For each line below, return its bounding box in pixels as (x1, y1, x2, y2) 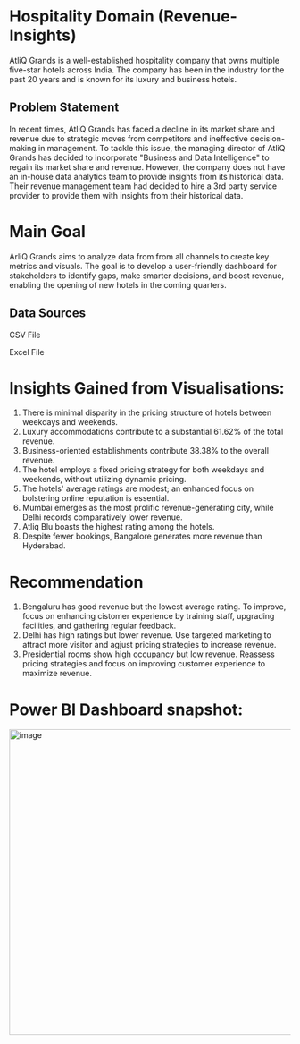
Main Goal (9, 221, 87, 242)
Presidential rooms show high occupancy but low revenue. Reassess (21, 649, 275, 659)
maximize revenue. (21, 668, 92, 679)
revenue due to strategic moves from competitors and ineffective (9, 132, 248, 144)
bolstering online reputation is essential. (21, 493, 170, 504)
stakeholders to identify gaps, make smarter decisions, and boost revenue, (9, 270, 285, 281)
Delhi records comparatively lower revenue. (21, 512, 183, 522)
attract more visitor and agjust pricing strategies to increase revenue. (21, 640, 277, 650)
